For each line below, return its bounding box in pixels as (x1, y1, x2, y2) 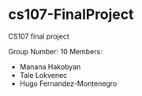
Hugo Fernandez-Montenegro (19, 79, 118, 88)
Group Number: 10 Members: (8, 46, 103, 56)
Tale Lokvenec (19, 70, 68, 79)
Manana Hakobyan (19, 61, 81, 72)
